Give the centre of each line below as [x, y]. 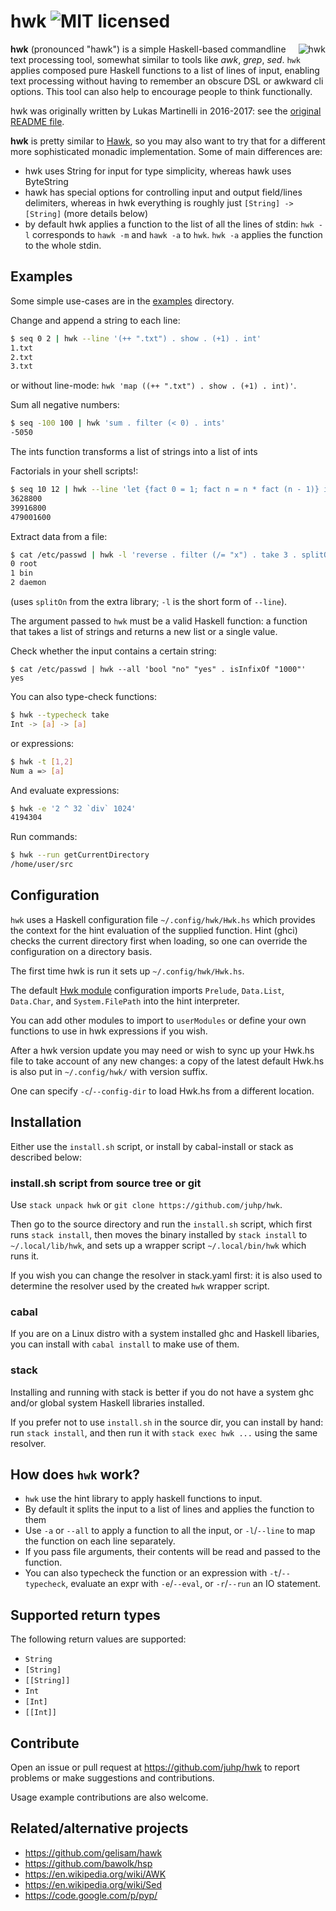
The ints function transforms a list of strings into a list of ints [134, 451]
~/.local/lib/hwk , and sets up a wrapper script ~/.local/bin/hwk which [158, 1245]
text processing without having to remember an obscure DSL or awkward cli [167, 81]
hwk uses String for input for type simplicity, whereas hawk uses [158, 171]
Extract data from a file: [59, 536]
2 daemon [28, 583]
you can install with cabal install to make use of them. [125, 1344]
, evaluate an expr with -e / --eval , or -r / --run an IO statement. [193, 1584]
